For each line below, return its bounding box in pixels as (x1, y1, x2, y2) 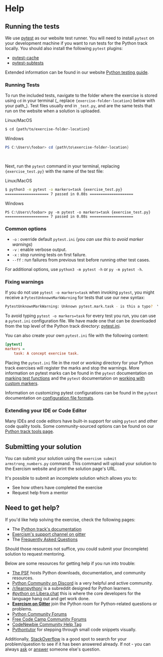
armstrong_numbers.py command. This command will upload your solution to (5, 461, 157, 466)
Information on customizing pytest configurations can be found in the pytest (5, 389, 158, 396)
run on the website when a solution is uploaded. (5, 108, 101, 114)
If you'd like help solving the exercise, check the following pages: (5, 517, 136, 522)
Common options (5, 225, 47, 232)
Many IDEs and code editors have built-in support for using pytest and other (5, 418, 158, 424)
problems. (12, 606, 33, 612)
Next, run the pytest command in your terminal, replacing (5, 163, 120, 169)
